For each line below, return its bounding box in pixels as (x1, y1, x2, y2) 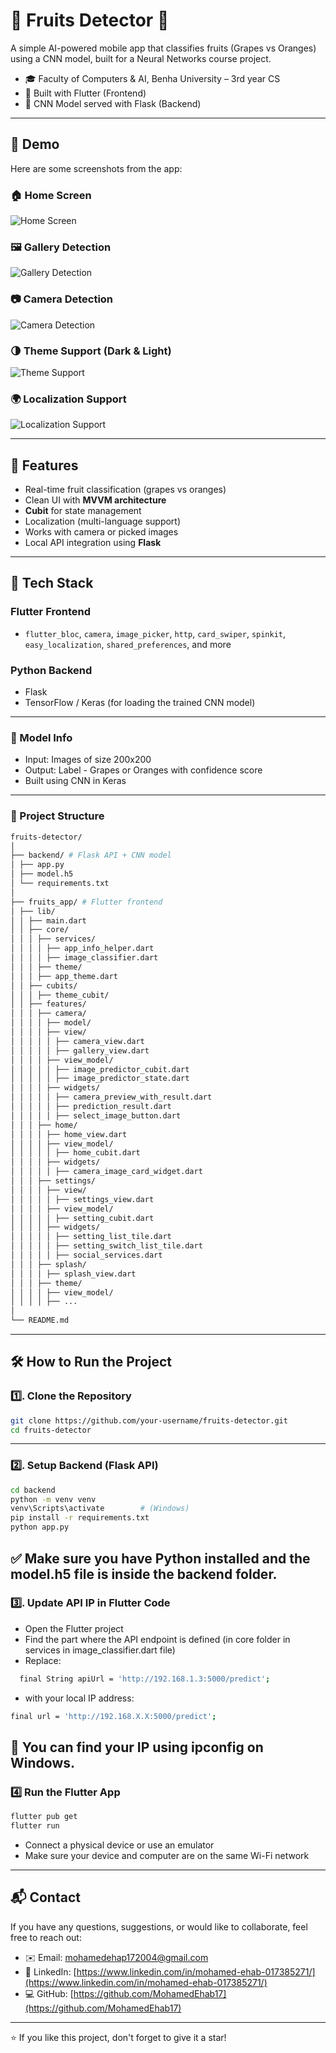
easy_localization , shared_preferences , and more (24, 638, 232, 650)
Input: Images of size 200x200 (24, 754, 152, 766)
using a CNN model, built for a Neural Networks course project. (10, 52, 272, 64)
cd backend (10, 1485, 56, 1495)
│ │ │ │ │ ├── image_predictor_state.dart (10, 1074, 190, 1084)
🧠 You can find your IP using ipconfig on (10, 1739, 264, 1756)
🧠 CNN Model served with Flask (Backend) (24, 97, 202, 109)
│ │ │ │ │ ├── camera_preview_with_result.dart (10, 1092, 213, 1103)
